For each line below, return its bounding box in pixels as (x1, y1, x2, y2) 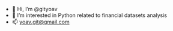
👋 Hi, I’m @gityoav (11, 6, 58, 12)
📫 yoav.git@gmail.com (11, 18, 70, 25)
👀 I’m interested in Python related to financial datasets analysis (11, 12, 167, 19)
